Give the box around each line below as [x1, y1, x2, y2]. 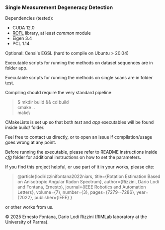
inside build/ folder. [5, 124, 45, 130]
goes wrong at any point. [5, 139, 56, 145]
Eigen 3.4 [12, 35, 32, 41]
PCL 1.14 [12, 41, 30, 47]
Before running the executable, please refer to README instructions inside [5, 149, 158, 155]
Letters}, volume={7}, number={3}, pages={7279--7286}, [17, 189, 136, 195]
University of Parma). [5, 219, 49, 225]
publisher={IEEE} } [34, 195, 73, 201]
